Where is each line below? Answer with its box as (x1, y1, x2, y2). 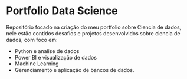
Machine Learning (14, 60, 59, 67)
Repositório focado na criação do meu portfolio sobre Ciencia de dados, (6, 24, 182, 31)
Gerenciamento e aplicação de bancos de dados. (14, 66, 134, 73)
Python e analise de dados (14, 47, 80, 54)
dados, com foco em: (6, 36, 58, 43)
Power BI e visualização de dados (14, 54, 97, 61)
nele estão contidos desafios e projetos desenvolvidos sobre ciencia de (6, 29, 181, 37)
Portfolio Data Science (6, 4, 118, 18)
